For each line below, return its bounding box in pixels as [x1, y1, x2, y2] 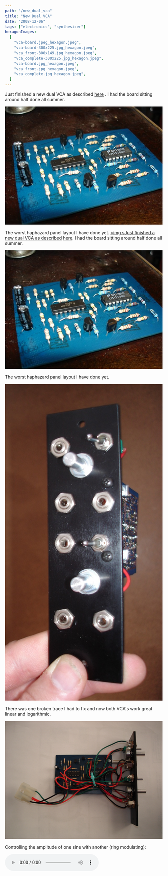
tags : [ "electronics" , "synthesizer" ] [5, 24, 86, 29]
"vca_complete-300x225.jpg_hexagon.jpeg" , [14, 56, 104, 61]
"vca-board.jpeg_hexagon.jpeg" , [14, 40, 81, 45]
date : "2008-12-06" [5, 19, 46, 24]
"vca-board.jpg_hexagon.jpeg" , [14, 61, 79, 66]
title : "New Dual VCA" [5, 13, 52, 19]
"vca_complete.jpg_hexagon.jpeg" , [14, 72, 86, 77]
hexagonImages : [5, 29, 37, 35]
